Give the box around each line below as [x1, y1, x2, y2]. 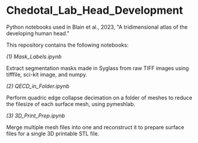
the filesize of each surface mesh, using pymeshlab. [6, 100, 136, 108]
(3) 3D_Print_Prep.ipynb [6, 112, 65, 119]
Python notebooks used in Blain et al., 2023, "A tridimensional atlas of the [6, 23, 188, 31]
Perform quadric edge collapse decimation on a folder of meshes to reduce [6, 94, 193, 101]
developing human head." [6, 29, 70, 36]
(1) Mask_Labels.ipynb [6, 53, 62, 60]
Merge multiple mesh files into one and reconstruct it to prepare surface [6, 123, 185, 130]
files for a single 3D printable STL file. [6, 130, 100, 137]
